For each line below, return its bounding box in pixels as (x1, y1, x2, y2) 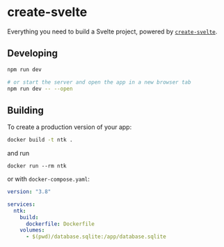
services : (7, 200, 36, 208)
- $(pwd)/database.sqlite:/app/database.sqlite (25, 233, 167, 241)
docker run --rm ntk (7, 163, 67, 170)
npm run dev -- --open (7, 85, 73, 92)
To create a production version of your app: (7, 123, 132, 131)
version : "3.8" (7, 188, 51, 195)
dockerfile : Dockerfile (25, 220, 95, 227)
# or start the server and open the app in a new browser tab (7, 78, 191, 86)
